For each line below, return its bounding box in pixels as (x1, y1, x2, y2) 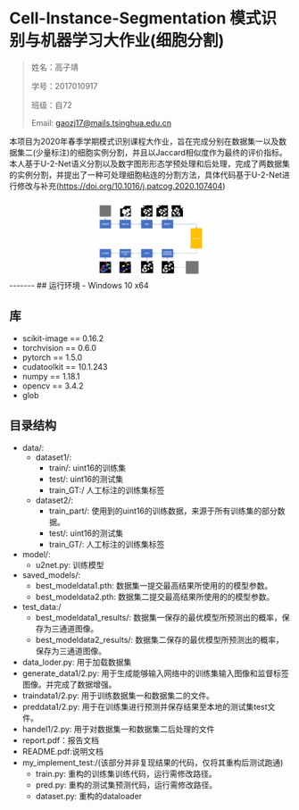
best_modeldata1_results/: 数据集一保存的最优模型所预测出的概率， (35, 612, 283, 622)
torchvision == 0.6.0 (21, 342, 96, 353)
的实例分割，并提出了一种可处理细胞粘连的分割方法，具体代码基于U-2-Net (9, 169, 283, 180)
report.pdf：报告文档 (21, 734, 100, 746)
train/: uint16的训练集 (48, 462, 127, 473)
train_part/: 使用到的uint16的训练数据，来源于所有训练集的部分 (48, 505, 278, 516)
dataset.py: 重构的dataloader (35, 790, 143, 801)
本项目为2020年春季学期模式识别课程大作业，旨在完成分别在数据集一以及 (9, 136, 279, 146)
